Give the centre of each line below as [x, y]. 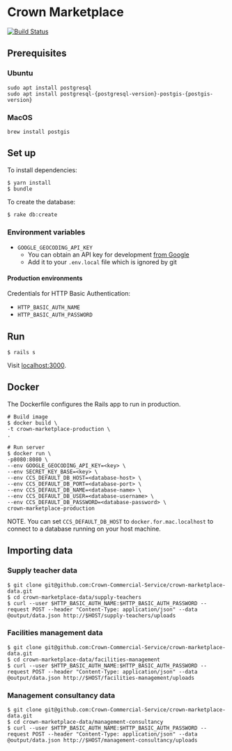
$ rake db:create [32, 214]
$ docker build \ [32, 423]
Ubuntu [20, 73]
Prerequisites [37, 53]
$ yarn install [29, 183]
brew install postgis [39, 132]
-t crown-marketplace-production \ [59, 429]
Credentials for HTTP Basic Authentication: [69, 294]
